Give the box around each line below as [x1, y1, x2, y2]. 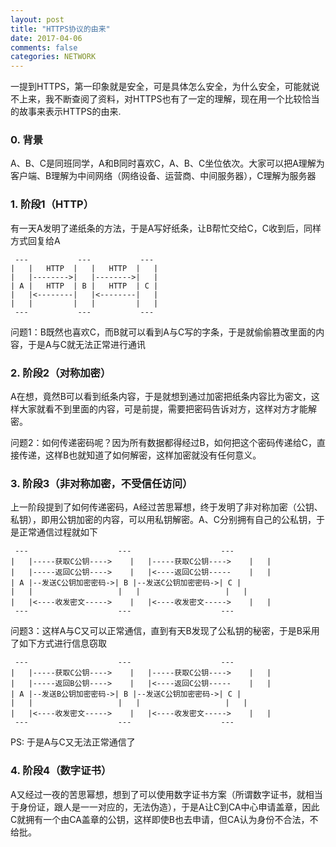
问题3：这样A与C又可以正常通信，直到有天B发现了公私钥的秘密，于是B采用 [10, 625, 320, 637]
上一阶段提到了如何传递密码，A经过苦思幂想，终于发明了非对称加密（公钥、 [10, 501, 323, 513]
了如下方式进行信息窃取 [10, 637, 107, 650]
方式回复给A [10, 234, 61, 246]
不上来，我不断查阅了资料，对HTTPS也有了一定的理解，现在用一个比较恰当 [10, 93, 320, 105]
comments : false [10, 42, 78, 53]
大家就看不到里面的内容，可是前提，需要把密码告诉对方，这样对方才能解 [18, 403, 317, 415]
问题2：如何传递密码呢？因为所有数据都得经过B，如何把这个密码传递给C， [10, 437, 317, 449]
